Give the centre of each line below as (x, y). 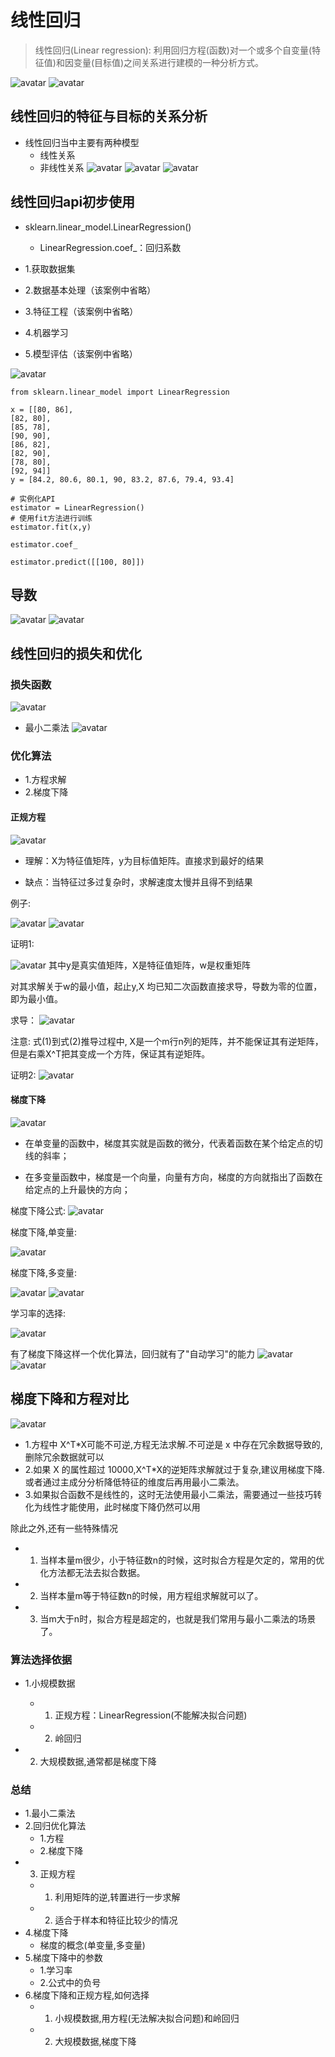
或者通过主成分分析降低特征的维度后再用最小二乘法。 (134, 1482)
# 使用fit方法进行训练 (51, 518)
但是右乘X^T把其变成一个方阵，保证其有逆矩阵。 (110, 1053)
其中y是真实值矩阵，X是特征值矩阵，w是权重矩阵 (149, 965)
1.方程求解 (45, 780)
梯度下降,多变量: (44, 1272)
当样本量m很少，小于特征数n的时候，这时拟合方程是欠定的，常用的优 (182, 1560)
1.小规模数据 (50, 1683)
